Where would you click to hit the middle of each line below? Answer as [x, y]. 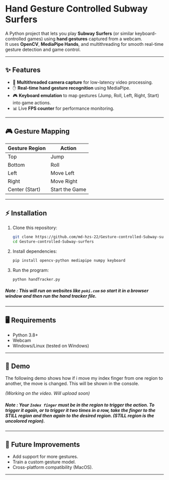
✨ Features [23, 70]
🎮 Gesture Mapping [37, 131]
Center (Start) [24, 189]
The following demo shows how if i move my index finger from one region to [84, 378]
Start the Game [68, 189]
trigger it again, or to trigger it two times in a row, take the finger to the [80, 410]
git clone [23, 237]
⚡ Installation [26, 213]
